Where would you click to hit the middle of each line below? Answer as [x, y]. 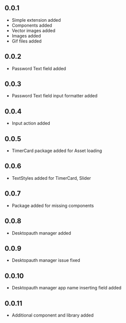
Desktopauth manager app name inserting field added [66, 288]
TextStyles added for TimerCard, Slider [51, 178]
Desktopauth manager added [41, 233]
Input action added [31, 123]
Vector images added [33, 30]
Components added [32, 25]
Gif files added [27, 41]
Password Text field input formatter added [55, 96]
